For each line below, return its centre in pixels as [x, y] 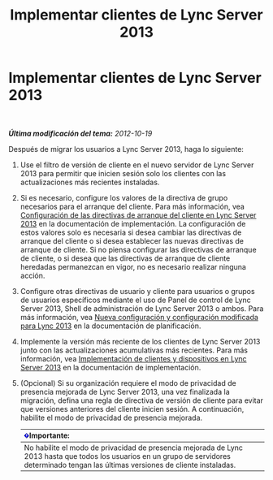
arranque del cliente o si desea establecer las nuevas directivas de [132, 240]
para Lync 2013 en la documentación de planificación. [110, 326]
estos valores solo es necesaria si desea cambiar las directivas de [131, 232]
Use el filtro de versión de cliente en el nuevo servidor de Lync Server [137, 165]
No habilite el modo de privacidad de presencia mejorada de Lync [134, 448]
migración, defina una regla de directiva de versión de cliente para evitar [142, 400]
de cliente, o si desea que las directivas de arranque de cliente [125, 258]
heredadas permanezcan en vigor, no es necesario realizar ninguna [133, 266]
